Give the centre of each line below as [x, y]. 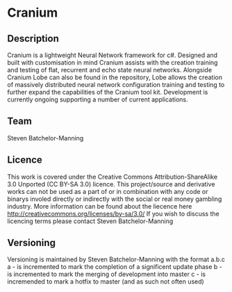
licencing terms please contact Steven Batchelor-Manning [90, 221]
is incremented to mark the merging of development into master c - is [107, 274]
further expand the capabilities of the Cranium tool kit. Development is [108, 92]
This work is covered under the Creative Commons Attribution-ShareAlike [112, 177]
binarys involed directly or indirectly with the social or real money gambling [115, 199]
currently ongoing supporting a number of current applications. [98, 99]
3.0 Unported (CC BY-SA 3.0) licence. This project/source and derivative [111, 184]
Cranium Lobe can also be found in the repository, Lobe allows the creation [115, 77]
